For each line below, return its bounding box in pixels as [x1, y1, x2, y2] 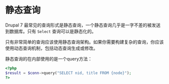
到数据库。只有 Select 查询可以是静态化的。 [5, 28, 97, 34]
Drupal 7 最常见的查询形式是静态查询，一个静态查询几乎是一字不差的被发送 [5, 22, 161, 28]
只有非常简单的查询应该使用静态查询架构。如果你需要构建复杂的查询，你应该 [5, 38, 164, 45]
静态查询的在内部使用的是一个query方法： [5, 55, 93, 61]
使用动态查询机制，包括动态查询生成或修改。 [5, 45, 98, 51]
